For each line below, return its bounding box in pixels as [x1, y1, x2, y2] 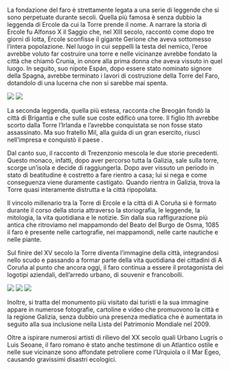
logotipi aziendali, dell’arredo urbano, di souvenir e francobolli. [7, 271, 184, 279]
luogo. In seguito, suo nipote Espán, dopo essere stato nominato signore [7, 65, 212, 72]
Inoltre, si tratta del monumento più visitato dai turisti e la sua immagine [7, 298, 209, 306]
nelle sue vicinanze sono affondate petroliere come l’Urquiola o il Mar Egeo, [7, 348, 221, 356]
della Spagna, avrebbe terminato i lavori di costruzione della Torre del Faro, [7, 72, 220, 80]
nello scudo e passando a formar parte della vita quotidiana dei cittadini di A [7, 256, 222, 264]
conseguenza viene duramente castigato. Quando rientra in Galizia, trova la [7, 178, 220, 186]
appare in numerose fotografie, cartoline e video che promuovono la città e [7, 305, 220, 314]
